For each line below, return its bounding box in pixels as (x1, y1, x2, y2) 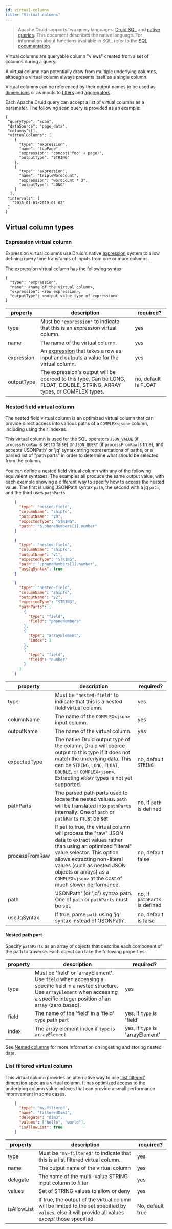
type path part (35, 1017, 69, 1024)
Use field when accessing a (35, 976, 104, 983)
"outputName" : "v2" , (18, 595, 63, 600)
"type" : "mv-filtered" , (18, 1106, 70, 1111)
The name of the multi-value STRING (38, 1172, 128, 1180)
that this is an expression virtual (40, 325, 117, 332)
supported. (55, 781, 82, 788)
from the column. (5, 458, 42, 464)
